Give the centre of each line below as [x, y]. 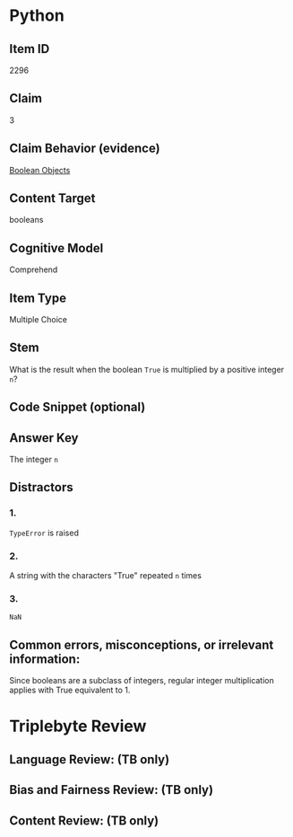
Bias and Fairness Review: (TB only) [111, 790]
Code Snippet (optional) [78, 407]
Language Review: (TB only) [90, 759]
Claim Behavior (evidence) [85, 149]
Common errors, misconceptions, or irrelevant [142, 644]
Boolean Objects [40, 170]
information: [45, 659]
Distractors [41, 487]
